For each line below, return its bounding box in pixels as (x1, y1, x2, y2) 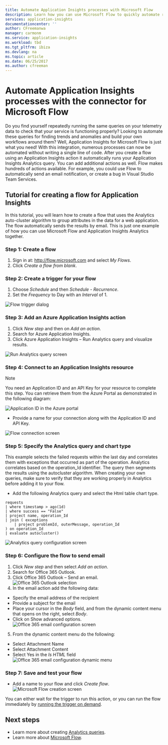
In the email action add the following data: (12, 585, 99, 591)
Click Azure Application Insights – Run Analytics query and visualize (12, 336, 152, 342)
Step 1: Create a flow (5, 245, 56, 253)
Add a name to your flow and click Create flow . (12, 681, 109, 687)
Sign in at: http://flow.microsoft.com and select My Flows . (12, 257, 131, 264)
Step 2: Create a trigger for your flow (5, 275, 96, 282)
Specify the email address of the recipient (12, 594, 99, 600)
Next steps (5, 716, 40, 724)
